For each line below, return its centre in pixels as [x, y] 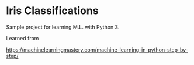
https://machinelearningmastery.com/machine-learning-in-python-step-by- [97, 49]
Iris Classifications [52, 11]
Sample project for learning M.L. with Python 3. [63, 27]
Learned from [22, 38]
